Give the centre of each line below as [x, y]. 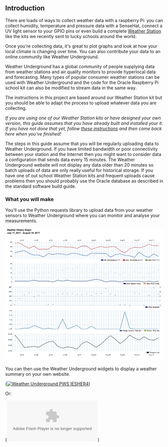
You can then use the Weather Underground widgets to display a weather [81, 369]
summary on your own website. [38, 374]
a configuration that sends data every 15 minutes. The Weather [70, 160]
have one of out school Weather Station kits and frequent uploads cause [80, 176]
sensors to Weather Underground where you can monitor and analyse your [82, 216]
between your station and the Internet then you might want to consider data [83, 154]
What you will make [30, 199]
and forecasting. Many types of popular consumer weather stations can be [82, 77]
